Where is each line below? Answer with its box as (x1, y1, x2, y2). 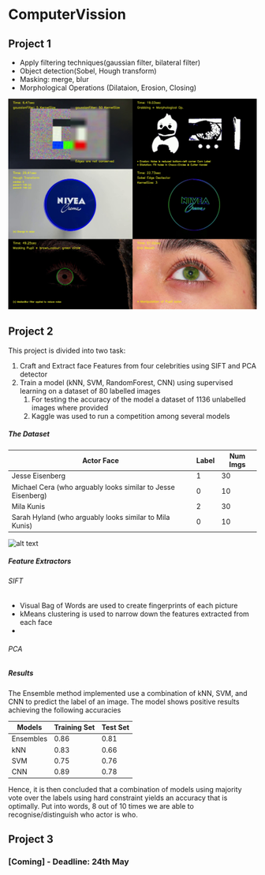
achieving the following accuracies (8, 705, 121, 715)
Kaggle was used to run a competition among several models (31, 411, 230, 421)
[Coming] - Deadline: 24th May (8, 856, 129, 867)
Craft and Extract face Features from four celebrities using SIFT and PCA (19, 361, 256, 370)
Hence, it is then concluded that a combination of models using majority (8, 784, 242, 794)
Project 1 (8, 37, 51, 50)
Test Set (101, 723, 130, 732)
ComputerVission (8, 6, 126, 24)
